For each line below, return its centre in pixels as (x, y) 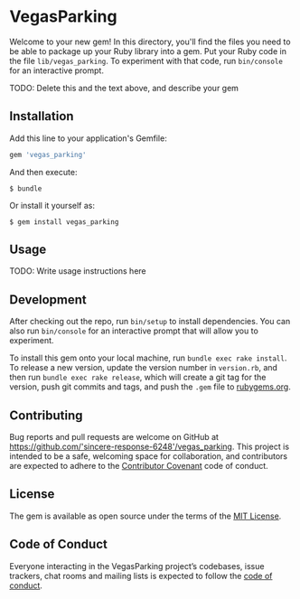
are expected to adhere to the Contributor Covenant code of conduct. (139, 466)
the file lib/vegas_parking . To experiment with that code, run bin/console (146, 61)
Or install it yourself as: (52, 205)
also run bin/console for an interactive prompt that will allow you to (134, 331)
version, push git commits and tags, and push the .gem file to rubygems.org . (150, 387)
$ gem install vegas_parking (64, 222)
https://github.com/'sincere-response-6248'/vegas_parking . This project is (150, 447)
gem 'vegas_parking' (48, 154)
